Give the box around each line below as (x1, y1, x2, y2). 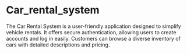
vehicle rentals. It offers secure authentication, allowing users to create (6, 28, 177, 35)
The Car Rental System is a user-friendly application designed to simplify (6, 23, 182, 30)
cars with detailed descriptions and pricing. (6, 41, 110, 48)
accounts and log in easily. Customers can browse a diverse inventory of (6, 35, 181, 42)
